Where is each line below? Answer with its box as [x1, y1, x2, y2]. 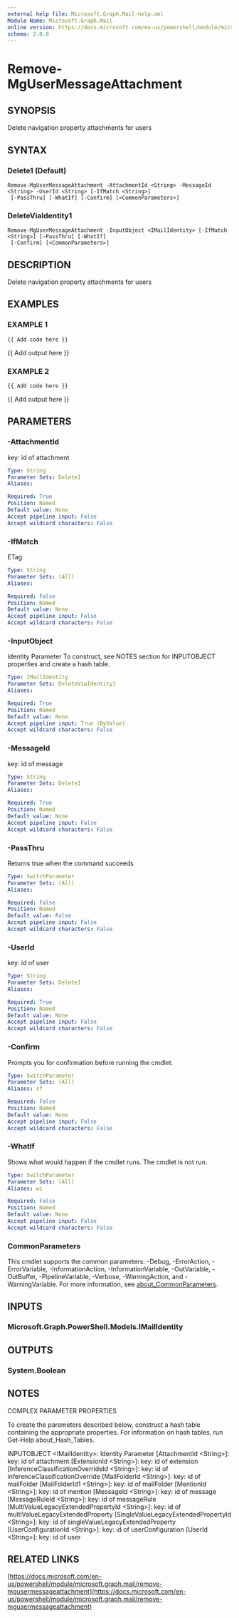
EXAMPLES [7, 298, 59, 310]
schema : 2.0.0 [7, 30, 50, 38]
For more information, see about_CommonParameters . [59, 1280, 218, 1288]
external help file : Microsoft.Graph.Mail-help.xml [7, 10, 164, 18]
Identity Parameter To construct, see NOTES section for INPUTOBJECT [7, 652, 216, 661]
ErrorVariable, [7, 1265, 48, 1273]
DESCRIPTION [7, 258, 71, 271]
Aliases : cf [7, 1085, 43, 1092]
